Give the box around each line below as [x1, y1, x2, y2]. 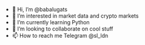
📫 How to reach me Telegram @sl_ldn [12, 32, 109, 39]
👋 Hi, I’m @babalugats [12, 6, 68, 13]
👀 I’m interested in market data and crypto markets [12, 12, 139, 19]
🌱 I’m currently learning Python [12, 19, 90, 26]
